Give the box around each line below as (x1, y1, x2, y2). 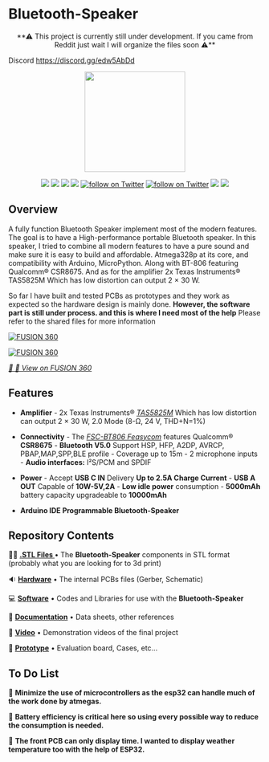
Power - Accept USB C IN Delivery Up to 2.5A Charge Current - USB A (19, 473, 255, 483)
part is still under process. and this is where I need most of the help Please (8, 308, 261, 317)
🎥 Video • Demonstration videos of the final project (8, 628, 179, 638)
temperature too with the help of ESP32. (8, 744, 145, 755)
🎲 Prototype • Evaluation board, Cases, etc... (8, 643, 158, 653)
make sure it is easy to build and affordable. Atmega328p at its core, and (8, 250, 249, 259)
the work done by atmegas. (8, 696, 102, 707)
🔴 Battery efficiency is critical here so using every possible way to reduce (8, 712, 259, 722)
